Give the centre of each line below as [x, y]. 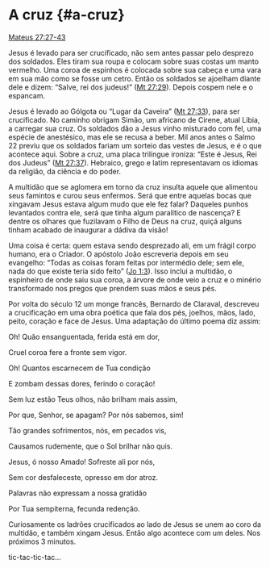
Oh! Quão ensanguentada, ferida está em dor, [84, 336]
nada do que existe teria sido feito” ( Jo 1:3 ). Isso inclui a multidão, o [120, 271]
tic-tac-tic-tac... [35, 557]
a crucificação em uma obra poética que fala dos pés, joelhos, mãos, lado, [132, 312]
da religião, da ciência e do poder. [65, 171]
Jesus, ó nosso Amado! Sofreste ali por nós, [82, 461]
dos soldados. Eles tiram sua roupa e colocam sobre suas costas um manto [134, 61]
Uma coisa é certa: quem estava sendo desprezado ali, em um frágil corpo [132, 245]
